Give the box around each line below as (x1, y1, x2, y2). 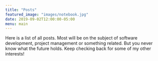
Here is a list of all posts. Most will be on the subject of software (5, 35, 138, 41)
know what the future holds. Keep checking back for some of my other (5, 45, 151, 51)
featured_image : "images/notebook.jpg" (5, 12, 89, 17)
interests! (5, 51, 25, 57)
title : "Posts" (5, 7, 37, 12)
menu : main (5, 21, 28, 26)
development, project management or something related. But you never (5, 40, 153, 46)
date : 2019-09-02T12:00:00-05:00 (5, 16, 75, 21)
